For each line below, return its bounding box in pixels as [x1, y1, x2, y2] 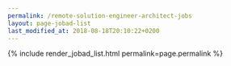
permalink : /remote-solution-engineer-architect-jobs [7, 11, 193, 20]
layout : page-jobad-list [7, 19, 91, 27]
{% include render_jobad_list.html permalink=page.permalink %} [7, 49, 224, 59]
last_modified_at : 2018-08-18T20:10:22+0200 [7, 27, 160, 35]
